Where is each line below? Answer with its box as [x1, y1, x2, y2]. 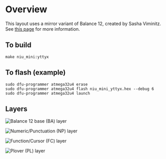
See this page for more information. [5, 26, 80, 32]
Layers [5, 104, 28, 113]
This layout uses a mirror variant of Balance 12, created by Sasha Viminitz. [5, 20, 161, 27]
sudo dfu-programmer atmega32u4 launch [5, 90, 90, 96]
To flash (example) [5, 68, 66, 77]
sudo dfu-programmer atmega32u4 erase [5, 82, 88, 87]
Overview [5, 4, 48, 15]
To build [5, 41, 32, 50]
